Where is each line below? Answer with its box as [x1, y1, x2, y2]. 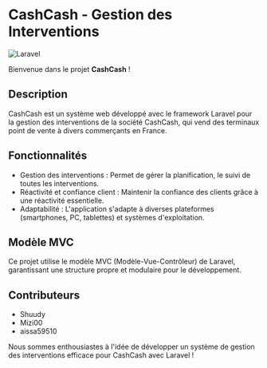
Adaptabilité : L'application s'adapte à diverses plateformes [19, 204, 214, 213]
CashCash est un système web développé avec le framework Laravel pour [8, 109, 253, 118]
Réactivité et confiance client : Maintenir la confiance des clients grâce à [19, 187, 259, 196]
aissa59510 [19, 326, 57, 336]
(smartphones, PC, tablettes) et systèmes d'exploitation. [19, 212, 205, 222]
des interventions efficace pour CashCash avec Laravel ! [8, 350, 194, 360]
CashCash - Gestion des [8, 6, 173, 24]
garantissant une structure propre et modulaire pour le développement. [8, 265, 241, 275]
